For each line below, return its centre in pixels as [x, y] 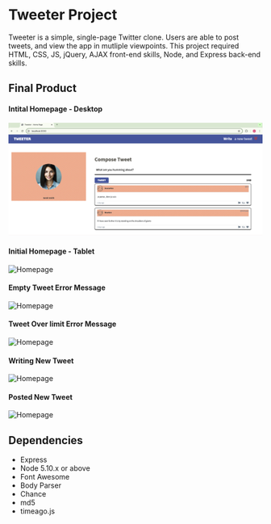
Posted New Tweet [40, 396]
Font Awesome [45, 477]
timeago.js [37, 511]
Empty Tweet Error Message [57, 287]
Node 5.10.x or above [55, 468]
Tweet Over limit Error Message [63, 324]
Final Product [42, 88]
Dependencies [46, 440]
